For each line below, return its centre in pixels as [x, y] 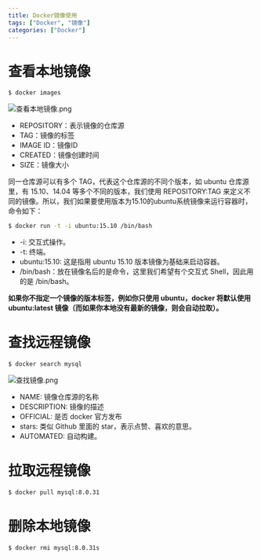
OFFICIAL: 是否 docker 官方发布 [71, 416]
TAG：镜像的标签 [47, 135]
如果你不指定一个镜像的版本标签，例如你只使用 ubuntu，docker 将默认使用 [129, 298]
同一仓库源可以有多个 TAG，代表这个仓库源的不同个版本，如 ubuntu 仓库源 [129, 182]
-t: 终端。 [34, 252]
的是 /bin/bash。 [46, 282]
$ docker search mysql [45, 364]
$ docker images [34, 93]
